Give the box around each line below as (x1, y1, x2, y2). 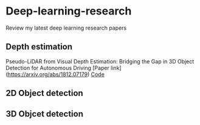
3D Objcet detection (5, 109, 83, 119)
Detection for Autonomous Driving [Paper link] (5, 64, 122, 71)
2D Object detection (5, 88, 83, 98)
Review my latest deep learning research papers (5, 24, 127, 31)
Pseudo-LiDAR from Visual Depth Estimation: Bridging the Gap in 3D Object (5, 57, 195, 65)
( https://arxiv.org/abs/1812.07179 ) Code (5, 71, 105, 78)
